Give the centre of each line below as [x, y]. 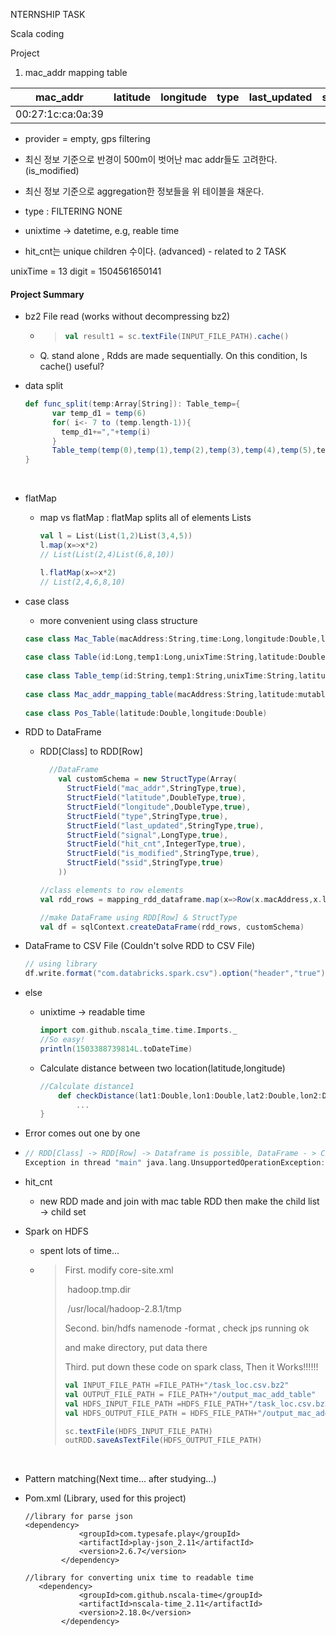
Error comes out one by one [82, 1133]
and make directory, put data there [136, 1348]
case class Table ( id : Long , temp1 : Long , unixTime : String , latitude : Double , [177, 657]
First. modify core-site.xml [119, 1270]
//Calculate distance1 [87, 1086]
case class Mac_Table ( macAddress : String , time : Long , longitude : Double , [173, 639]
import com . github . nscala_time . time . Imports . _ [138, 1030]
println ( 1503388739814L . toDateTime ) [116, 1049]
